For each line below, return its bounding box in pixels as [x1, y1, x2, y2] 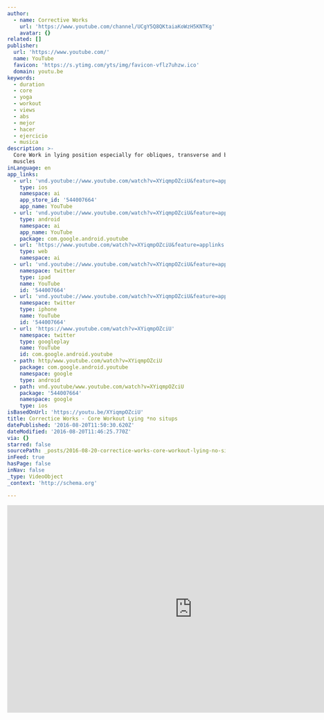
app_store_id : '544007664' [19, 196, 98, 204]
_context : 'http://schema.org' [7, 479, 98, 486]
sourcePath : [7, 447, 42, 454]
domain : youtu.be [13, 68, 64, 75]
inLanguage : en [7, 164, 51, 172]
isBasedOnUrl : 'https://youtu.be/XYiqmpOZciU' [7, 409, 144, 416]
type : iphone [19, 306, 57, 313]
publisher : [7, 42, 39, 49]
